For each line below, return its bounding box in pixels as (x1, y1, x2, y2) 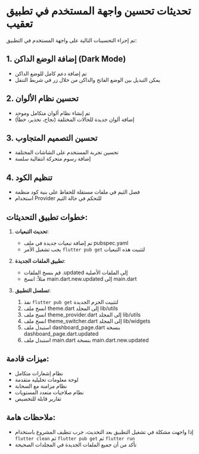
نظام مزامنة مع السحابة (14, 382, 67, 389)
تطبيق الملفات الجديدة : (14, 257, 66, 264)
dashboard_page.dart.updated (23, 330, 99, 337)
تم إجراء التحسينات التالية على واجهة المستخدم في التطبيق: (6, 36, 137, 44)
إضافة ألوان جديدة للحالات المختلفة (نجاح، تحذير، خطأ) (14, 115, 135, 123)
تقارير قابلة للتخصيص (14, 395, 61, 402)
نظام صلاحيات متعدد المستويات (14, 388, 85, 395)
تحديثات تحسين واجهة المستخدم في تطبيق (6, 4, 191, 18)
